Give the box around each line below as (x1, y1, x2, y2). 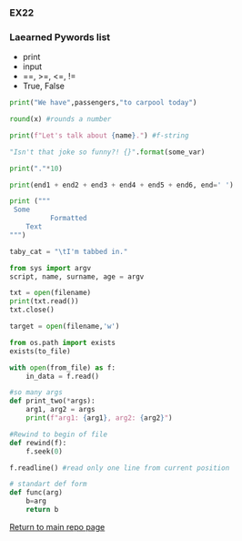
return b (25, 505, 59, 515)
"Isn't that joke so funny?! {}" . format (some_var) (9, 148, 206, 157)
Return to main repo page (9, 521, 106, 532)
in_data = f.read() (25, 372, 100, 381)
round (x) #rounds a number (9, 115, 112, 124)
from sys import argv (9, 263, 92, 272)
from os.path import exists (9, 338, 116, 347)
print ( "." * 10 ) (9, 164, 64, 173)
